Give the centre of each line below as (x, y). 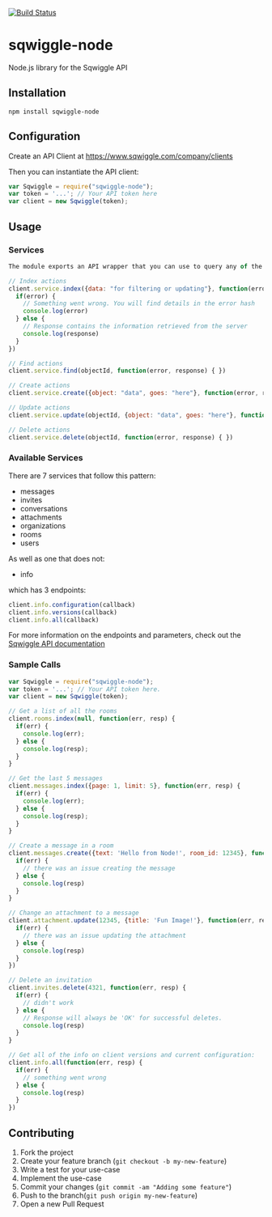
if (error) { (36, 296)
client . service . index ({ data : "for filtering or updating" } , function (128, 288)
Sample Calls (35, 665)
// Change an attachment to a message (74, 913)
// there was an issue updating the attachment (104, 935)
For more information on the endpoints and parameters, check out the (125, 635)
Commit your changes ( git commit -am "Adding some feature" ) (126, 1187)
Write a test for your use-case (70, 1170)
